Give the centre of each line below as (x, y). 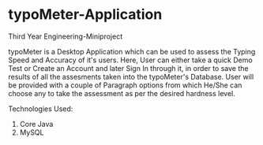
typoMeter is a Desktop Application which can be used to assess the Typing (132, 51)
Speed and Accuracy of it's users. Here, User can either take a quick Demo (130, 60)
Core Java (36, 124)
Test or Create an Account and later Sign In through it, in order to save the (128, 68)
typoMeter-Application (85, 15)
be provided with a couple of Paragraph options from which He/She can (125, 85)
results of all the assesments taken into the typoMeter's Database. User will (131, 76)
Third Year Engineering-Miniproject (66, 36)
